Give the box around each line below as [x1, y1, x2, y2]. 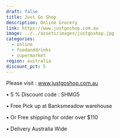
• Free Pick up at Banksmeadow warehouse [6, 103, 113, 110]
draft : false [6, 8, 38, 15]
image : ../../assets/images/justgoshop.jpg [6, 31, 115, 37]
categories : [6, 36, 35, 42]
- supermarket [11, 52, 46, 58]
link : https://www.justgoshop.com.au [6, 25, 99, 31]
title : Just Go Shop [6, 14, 57, 20]
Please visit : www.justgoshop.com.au [6, 80, 98, 87]
